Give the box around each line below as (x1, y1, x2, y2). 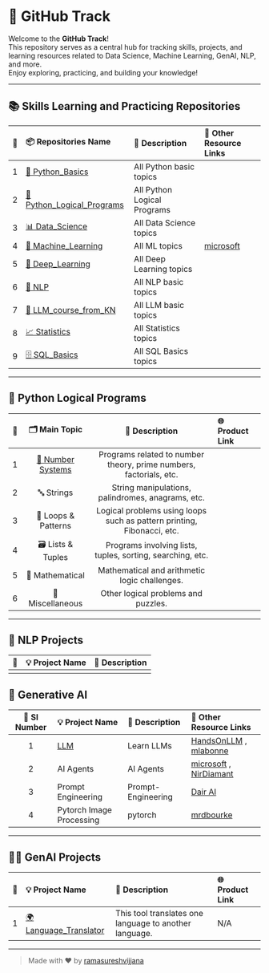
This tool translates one (114, 908, 204, 918)
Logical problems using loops (95, 505, 207, 516)
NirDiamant (191, 768, 234, 780)
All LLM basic (133, 299, 185, 310)
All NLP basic (133, 276, 184, 287)
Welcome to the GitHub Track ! (8, 34, 110, 43)
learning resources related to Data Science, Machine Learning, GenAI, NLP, (8, 51, 256, 60)
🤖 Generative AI (8, 687, 88, 701)
